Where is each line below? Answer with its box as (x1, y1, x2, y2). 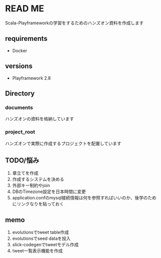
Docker (12, 47, 28, 53)
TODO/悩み (5, 156, 39, 164)
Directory (5, 89, 35, 98)
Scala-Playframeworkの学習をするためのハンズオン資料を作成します (5, 20, 144, 26)
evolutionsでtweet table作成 (12, 229, 69, 235)
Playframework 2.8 (12, 75, 51, 81)
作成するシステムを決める (12, 176, 64, 183)
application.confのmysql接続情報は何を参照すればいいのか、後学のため (12, 195, 157, 201)
